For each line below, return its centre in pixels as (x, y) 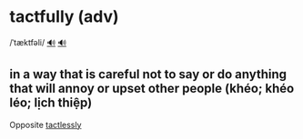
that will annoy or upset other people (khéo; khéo (152, 89)
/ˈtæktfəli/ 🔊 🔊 (38, 42)
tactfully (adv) (65, 17)
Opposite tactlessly (45, 124)
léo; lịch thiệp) (51, 103)
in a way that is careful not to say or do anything (148, 74)
